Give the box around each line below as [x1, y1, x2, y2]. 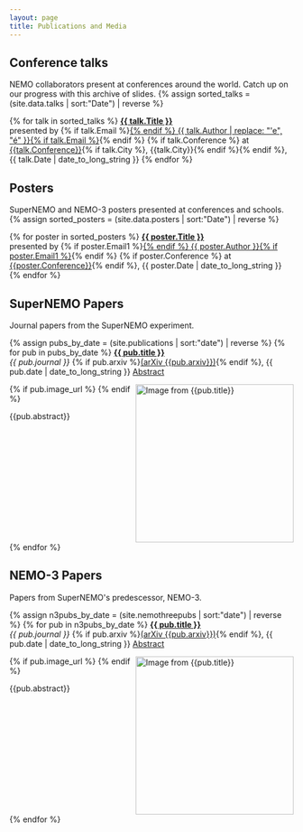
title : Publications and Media [9, 22, 127, 31]
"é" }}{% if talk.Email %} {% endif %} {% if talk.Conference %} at [9, 135, 250, 145]
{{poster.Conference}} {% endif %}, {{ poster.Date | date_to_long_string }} [9, 260, 282, 271]
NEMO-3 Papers [9, 568, 103, 584]
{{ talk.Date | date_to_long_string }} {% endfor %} [9, 154, 193, 165]
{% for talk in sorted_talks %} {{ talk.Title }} [9, 116, 173, 126]
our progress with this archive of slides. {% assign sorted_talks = [9, 89, 251, 99]
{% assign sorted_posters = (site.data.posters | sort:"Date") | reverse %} [9, 214, 280, 225]
